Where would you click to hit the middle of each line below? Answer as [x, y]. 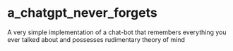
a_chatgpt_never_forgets [82, 13]
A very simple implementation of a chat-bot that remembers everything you [117, 32]
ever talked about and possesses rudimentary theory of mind [96, 39]
